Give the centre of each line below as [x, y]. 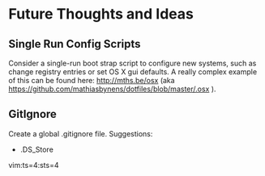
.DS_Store [37, 149]
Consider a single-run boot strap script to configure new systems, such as [132, 63]
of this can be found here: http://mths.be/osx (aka [92, 80]
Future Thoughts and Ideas [101, 14]
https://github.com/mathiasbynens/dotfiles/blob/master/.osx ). [112, 89]
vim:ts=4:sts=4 [34, 165]
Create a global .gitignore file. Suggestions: [81, 133]
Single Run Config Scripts [75, 44]
